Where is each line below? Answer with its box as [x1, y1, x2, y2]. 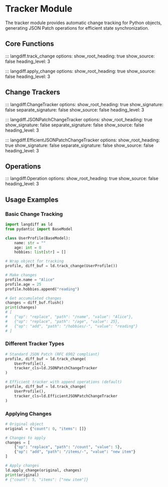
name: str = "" [14, 240, 46, 246]
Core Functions [5, 40, 54, 48]
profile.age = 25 [5, 282, 42, 287]
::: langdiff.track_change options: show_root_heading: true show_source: [5, 53, 155, 59]
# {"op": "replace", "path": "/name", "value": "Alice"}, [5, 314, 134, 319]
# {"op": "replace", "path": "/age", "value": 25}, [5, 319, 120, 324]
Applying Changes [5, 410, 52, 417]
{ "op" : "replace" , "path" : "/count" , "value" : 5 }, [14, 445, 122, 450]
